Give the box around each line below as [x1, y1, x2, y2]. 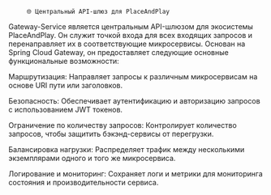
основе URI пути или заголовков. [8, 81, 123, 90]
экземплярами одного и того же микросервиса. [8, 154, 176, 163]
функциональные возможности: [8, 57, 119, 66]
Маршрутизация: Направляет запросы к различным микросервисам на [8, 72, 258, 81]
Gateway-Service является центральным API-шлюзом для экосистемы [8, 22, 254, 32]
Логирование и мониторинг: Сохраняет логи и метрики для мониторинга [8, 169, 264, 178]
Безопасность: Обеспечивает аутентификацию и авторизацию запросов [8, 96, 261, 105]
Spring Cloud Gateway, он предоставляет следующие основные [8, 48, 229, 57]
